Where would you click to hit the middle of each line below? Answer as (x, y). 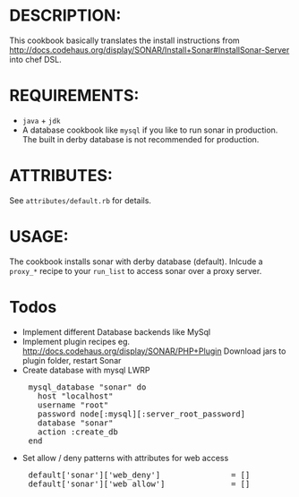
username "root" (73, 405)
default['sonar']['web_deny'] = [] (139, 475)
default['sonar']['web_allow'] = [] (139, 484)
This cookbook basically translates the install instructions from (124, 40)
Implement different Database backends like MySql (116, 331)
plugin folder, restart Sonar (72, 360)
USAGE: (39, 236)
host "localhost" (75, 396)
